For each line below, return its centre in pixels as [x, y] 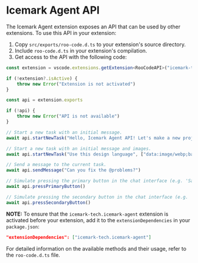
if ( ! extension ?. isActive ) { [42, 78]
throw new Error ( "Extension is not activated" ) [76, 84]
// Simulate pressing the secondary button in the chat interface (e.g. [97, 197]
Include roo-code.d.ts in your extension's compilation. [81, 50]
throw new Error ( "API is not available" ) [68, 116]
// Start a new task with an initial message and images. [79, 148]
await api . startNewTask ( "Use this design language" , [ [75, 154]
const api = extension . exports [44, 100]
